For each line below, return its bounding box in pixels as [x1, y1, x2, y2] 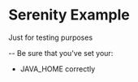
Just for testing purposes [8, 32, 93, 42]
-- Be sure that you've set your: [8, 48, 114, 58]
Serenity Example [8, 6, 130, 24]
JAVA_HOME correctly [19, 63, 96, 74]
